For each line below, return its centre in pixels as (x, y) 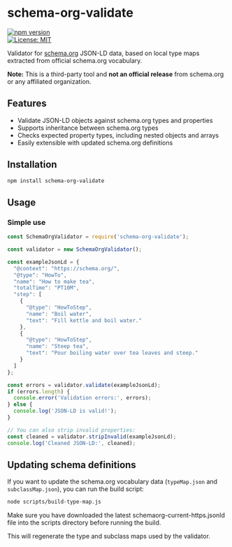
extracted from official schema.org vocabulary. (75, 60)
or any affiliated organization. (49, 81)
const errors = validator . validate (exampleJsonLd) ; (84, 385)
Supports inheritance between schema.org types (88, 128)
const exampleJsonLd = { (43, 262)
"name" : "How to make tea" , (55, 282)
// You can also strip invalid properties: (72, 430)
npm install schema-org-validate (56, 181)
